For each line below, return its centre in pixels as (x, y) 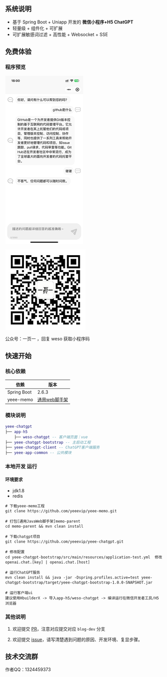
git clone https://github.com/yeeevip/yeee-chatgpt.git (64, 542)
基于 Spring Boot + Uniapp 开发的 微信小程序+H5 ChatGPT (73, 22)
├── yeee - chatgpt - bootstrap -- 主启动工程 (48, 442)
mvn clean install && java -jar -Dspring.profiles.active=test (72, 578)
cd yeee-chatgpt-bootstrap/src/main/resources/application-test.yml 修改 (84, 557)
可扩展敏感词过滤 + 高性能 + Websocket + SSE (60, 34)
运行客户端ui (21, 593)
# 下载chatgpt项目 (23, 537)
